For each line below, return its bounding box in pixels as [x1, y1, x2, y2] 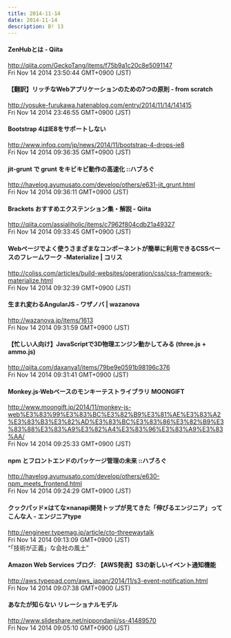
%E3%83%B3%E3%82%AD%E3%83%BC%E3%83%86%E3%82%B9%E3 [8, 417, 224, 426]
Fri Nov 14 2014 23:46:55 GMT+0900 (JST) [8, 108, 131, 116]
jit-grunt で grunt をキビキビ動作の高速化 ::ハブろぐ [8, 165, 154, 173]
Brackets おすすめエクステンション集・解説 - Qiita [8, 205, 152, 213]
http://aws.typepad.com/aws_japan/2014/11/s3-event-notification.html [8, 576, 208, 585]
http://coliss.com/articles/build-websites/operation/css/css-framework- [8, 269, 212, 277]
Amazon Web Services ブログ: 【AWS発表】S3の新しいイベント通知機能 [8, 561, 217, 569]
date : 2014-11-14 [8, 17, 58, 24]
